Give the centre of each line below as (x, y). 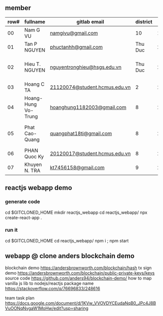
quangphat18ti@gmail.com (81, 133)
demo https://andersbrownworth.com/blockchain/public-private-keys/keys (80, 273)
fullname (35, 21)
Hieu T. (33, 64)
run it (11, 230)
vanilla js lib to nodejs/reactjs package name (49, 283)
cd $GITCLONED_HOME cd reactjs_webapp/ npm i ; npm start (67, 241)
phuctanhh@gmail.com (76, 47)
